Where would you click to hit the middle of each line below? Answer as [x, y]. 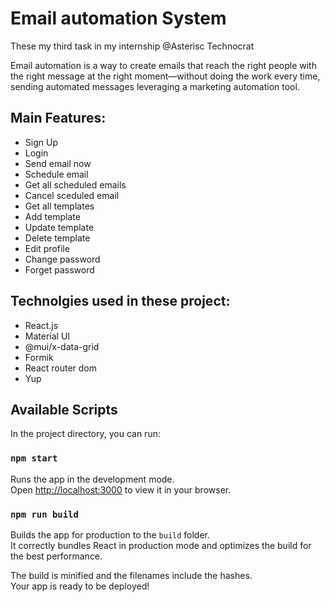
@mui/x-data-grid [62, 346]
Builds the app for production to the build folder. [110, 534]
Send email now [58, 163]
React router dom [61, 368]
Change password [62, 259]
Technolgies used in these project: [120, 301]
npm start [34, 458]
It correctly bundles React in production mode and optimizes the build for [161, 545]
